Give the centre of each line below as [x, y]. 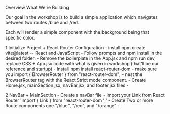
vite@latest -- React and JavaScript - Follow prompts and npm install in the [84, 53]
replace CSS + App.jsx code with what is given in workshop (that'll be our [82, 64]
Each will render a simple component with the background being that [77, 32]
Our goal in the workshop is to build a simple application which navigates [82, 17]
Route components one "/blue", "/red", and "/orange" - [63, 106]
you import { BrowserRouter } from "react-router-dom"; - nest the [74, 74]
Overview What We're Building [37, 7]
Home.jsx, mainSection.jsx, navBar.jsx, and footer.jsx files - [67, 85]
